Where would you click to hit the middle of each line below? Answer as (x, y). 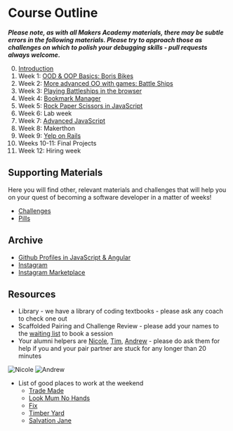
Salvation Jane (50, 420)
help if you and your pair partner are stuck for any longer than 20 (112, 349)
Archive (26, 240)
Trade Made (46, 391)
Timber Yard (47, 413)
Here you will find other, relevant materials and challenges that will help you (117, 189)
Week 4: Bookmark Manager (59, 98)
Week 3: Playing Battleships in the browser (80, 91)
